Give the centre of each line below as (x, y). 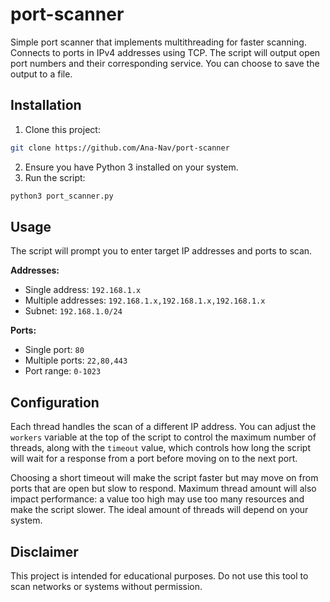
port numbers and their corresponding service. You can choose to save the (165, 63)
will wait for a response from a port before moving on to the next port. (154, 459)
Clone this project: (62, 129)
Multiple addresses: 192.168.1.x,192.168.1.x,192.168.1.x (145, 300)
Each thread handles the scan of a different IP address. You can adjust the (163, 427)
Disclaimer (44, 551)
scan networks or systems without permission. (106, 586)
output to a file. (41, 74)
